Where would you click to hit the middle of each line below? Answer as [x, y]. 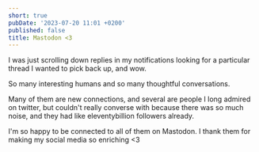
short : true [28, 15]
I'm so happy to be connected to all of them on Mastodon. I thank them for [129, 131]
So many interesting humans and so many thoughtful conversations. [119, 84]
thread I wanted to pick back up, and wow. [77, 69]
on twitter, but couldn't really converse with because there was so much [126, 108]
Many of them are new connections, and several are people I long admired [129, 99]
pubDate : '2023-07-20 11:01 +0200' [67, 23]
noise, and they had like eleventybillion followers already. [101, 116]
